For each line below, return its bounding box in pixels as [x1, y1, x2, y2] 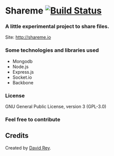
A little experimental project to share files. [5, 23, 109, 30]
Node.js [12, 63, 29, 70]
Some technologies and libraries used [5, 47, 99, 54]
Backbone [12, 79, 33, 85]
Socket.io [12, 74, 32, 80]
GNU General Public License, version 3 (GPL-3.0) [5, 103, 106, 110]
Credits [5, 131, 29, 140]
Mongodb [12, 58, 33, 64]
